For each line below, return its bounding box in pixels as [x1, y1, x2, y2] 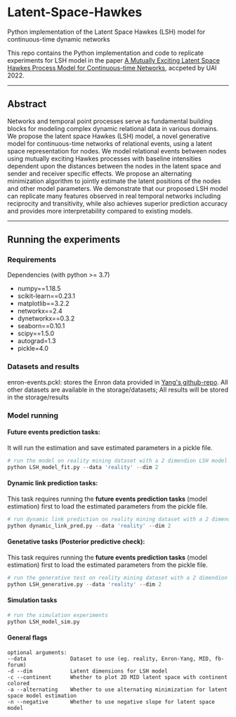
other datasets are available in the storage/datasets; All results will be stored [7, 385, 228, 394]
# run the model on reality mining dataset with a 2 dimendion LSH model [7, 457, 228, 464]
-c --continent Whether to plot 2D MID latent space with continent [7, 673, 228, 680]
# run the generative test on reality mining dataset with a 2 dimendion [7, 574, 228, 581]
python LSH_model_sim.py [7, 618, 80, 625]
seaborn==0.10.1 [17, 322, 65, 330]
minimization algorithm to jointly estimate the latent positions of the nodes [7, 177, 221, 185]
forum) [7, 661, 27, 668]
